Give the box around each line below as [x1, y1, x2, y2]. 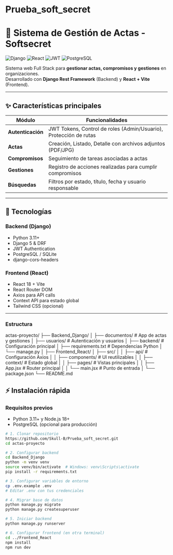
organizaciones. [5, 71, 40, 77]
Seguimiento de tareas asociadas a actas [48, 154, 148, 162]
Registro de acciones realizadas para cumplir [48, 163, 158, 170]
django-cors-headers [12, 256, 59, 263]
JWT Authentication [12, 246, 56, 252]
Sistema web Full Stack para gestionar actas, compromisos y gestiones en [5, 65, 166, 72]
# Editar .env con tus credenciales [5, 488, 84, 493]
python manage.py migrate [5, 502, 61, 508]
